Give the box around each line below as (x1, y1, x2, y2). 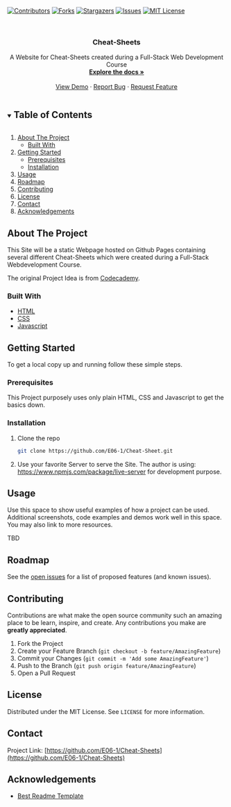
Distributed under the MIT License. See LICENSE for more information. (7, 707, 205, 715)
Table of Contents (13, 108, 92, 121)
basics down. (7, 401, 46, 409)
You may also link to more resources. (7, 521, 113, 529)
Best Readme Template (17, 792, 84, 800)
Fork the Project (17, 639, 64, 647)
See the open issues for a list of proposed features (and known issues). (7, 573, 212, 581)
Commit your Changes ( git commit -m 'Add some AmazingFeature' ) (17, 654, 209, 663)
